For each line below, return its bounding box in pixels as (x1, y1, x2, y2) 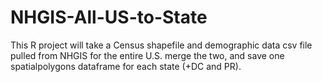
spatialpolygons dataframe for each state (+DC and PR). (10, 60, 242, 72)
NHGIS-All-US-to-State (10, 6, 208, 29)
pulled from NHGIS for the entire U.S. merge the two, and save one (10, 49, 285, 61)
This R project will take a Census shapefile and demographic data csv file (10, 39, 313, 51)
